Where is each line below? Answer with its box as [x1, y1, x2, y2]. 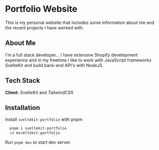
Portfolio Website [5, 3, 78, 15]
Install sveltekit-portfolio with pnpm [5, 116, 82, 123]
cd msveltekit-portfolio [9, 130, 60, 135]
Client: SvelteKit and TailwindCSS [5, 89, 74, 95]
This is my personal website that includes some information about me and [5, 20, 155, 25]
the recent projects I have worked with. [5, 24, 84, 30]
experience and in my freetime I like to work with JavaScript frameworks [5, 57, 152, 63]
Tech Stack [5, 77, 40, 85]
